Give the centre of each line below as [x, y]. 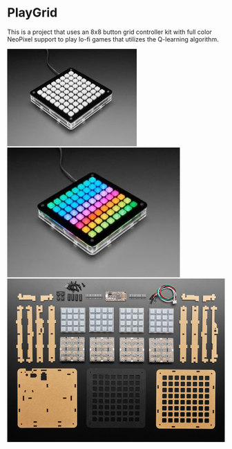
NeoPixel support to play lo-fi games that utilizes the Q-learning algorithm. [113, 39]
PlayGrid [32, 13]
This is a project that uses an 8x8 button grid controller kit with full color [110, 32]
